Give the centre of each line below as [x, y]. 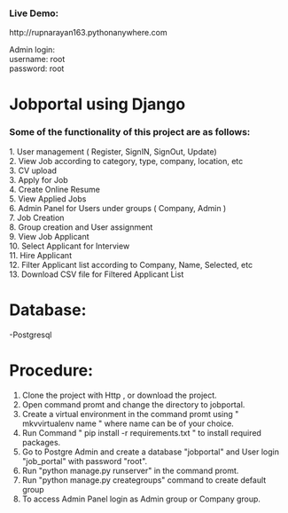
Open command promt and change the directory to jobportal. [133, 404]
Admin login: [32, 50]
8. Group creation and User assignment [81, 227]
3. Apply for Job [39, 179]
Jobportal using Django [97, 104]
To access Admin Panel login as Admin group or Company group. [141, 499]
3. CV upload [33, 170]
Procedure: [51, 370]
